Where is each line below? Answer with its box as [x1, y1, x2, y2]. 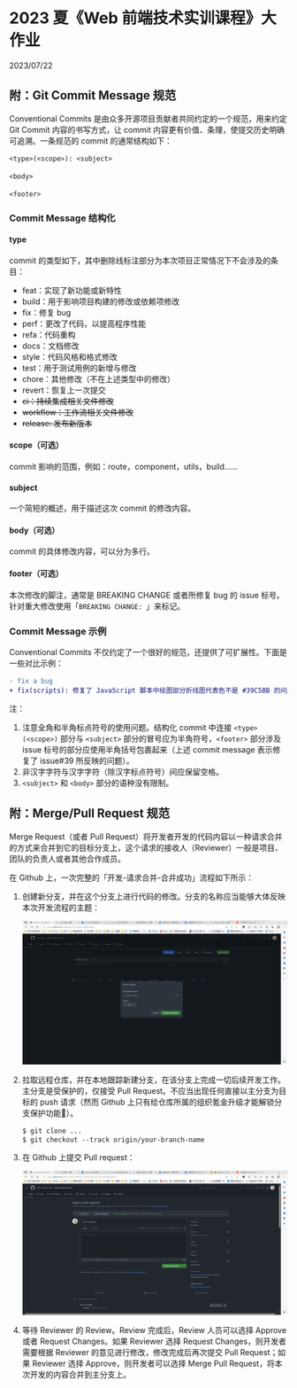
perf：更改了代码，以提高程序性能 [21, 318, 147, 329]
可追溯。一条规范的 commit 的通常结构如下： [9, 135, 172, 146]
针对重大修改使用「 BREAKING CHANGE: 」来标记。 [9, 600, 186, 612]
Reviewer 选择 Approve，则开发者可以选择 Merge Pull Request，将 [32, 1358, 276, 1369]
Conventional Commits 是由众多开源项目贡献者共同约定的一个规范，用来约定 [9, 113, 287, 124]
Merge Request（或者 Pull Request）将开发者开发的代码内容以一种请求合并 [9, 830, 283, 842]
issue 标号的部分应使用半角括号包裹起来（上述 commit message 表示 [21, 744, 273, 754]
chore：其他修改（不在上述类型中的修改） [21, 373, 175, 384]
